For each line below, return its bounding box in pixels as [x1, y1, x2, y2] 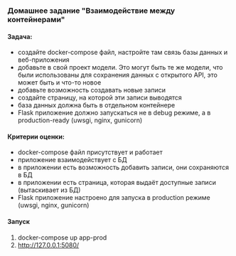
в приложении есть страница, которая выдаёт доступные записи [17, 178, 217, 187]
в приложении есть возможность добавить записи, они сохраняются [17, 163, 230, 172]
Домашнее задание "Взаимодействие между [7, 6, 176, 16]
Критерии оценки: [7, 132, 65, 141]
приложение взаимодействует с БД [17, 156, 128, 164]
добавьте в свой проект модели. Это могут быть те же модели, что [17, 63, 223, 72]
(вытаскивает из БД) [17, 186, 81, 194]
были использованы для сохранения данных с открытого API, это [17, 70, 218, 80]
